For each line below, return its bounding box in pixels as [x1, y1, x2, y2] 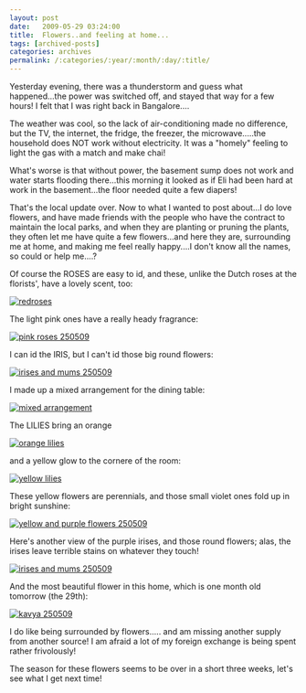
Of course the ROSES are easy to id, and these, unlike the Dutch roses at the [9, 269, 298, 279]
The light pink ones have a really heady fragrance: [9, 314, 199, 325]
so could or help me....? [9, 251, 98, 261]
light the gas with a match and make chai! [9, 147, 166, 158]
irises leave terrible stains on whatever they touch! [9, 546, 199, 556]
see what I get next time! [9, 673, 102, 684]
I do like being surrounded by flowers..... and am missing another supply [9, 626, 281, 636]
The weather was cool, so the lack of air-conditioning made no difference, [9, 118, 289, 129]
